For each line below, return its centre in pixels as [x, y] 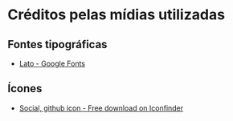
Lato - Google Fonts [52, 63]
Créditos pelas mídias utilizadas [117, 15]
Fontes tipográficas [57, 44]
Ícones [25, 89]
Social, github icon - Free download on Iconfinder [101, 108]
